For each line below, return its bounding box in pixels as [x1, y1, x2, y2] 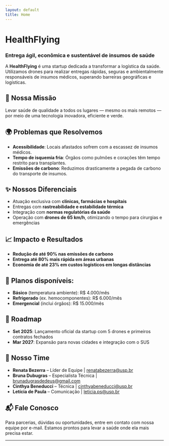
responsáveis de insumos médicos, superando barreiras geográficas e [5, 74, 152, 80]
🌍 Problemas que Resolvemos [5, 128, 103, 137]
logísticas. [5, 79, 27, 85]
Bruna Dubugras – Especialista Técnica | [12, 372, 97, 378]
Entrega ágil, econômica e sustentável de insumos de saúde [5, 51, 155, 58]
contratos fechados [12, 334, 53, 340]
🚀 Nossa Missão [5, 94, 57, 102]
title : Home [5, 12, 30, 17]
